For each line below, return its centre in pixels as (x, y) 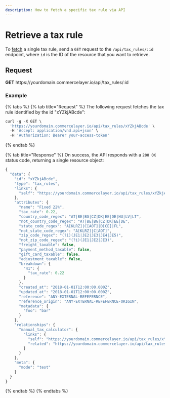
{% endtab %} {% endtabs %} (37, 391)
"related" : (39, 344)
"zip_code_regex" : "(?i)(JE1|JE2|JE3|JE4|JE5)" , (71, 235)
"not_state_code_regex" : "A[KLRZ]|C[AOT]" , (65, 231)
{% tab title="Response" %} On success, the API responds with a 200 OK (81, 155)
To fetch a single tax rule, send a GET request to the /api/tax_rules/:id (79, 49)
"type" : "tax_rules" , (37, 184)
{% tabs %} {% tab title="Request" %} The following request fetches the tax (85, 106)
